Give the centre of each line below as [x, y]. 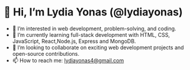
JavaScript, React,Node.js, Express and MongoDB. [74, 41]
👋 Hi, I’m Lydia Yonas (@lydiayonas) [93, 12]
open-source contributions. [46, 53]
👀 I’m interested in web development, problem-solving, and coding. [94, 28]
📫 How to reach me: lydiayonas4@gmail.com [68, 60]
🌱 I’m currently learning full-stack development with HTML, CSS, [91, 34]
